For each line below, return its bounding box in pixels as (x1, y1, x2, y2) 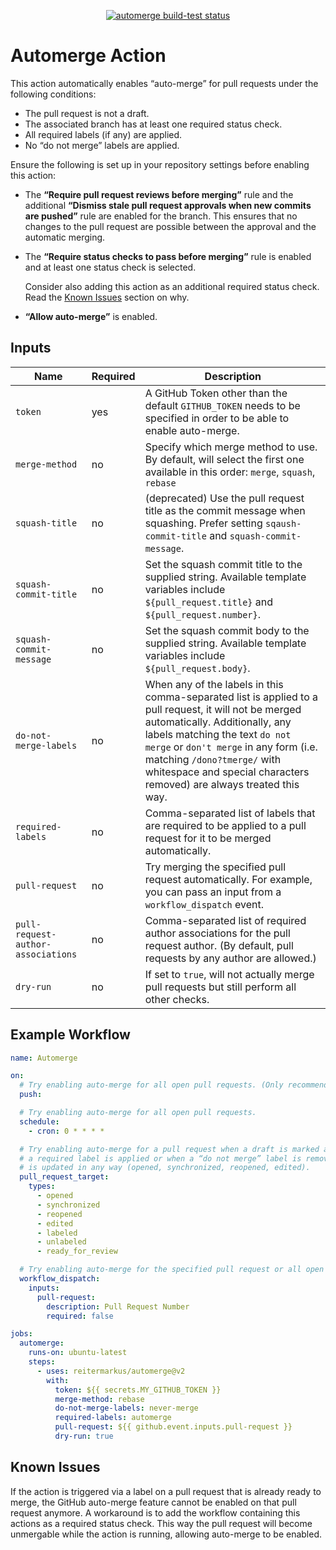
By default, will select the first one (144, 452, 305, 466)
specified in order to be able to (144, 411, 290, 425)
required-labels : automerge (54, 1413, 172, 1423)
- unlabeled (36, 1237, 87, 1247)
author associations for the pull (144, 926, 291, 940)
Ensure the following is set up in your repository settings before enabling (10, 158, 310, 170)
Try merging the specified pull (144, 860, 287, 874)
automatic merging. (24, 231, 106, 243)
